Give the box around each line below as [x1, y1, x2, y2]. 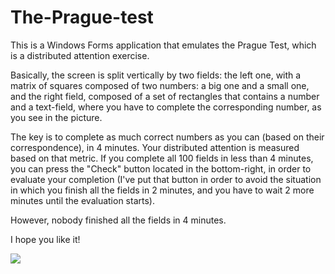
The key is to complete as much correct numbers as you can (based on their [10, 131, 325, 143]
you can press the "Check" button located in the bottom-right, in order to [10, 162, 312, 175]
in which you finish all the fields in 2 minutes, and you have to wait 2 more [10, 184, 315, 196]
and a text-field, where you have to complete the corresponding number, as [10, 101, 322, 113]
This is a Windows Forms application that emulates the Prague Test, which [10, 39, 317, 51]
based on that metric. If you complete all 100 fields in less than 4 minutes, [10, 152, 314, 164]
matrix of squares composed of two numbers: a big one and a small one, [10, 79, 310, 91]
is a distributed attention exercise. [10, 49, 150, 61]
